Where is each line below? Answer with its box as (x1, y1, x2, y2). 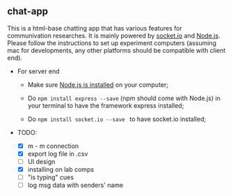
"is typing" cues (27, 173, 74, 181)
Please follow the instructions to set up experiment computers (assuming (7, 38, 217, 47)
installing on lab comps (27, 165, 95, 173)
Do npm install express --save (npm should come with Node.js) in (27, 94, 221, 102)
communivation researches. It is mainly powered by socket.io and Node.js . (7, 31, 220, 40)
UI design (27, 157, 56, 165)
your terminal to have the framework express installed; (27, 101, 184, 110)
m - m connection (27, 142, 79, 150)
